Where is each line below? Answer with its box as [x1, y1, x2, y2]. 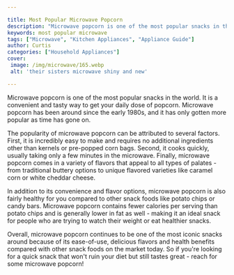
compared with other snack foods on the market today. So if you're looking [7, 244, 222, 253]
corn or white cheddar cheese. [7, 173, 96, 182]
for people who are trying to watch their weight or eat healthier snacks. [7, 217, 211, 225]
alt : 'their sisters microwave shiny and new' [10, 68, 148, 75]
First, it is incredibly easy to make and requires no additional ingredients [7, 136, 214, 145]
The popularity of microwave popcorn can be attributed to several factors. [7, 129, 221, 137]
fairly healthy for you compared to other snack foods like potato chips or [7, 194, 215, 203]
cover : [7, 55, 26, 63]
